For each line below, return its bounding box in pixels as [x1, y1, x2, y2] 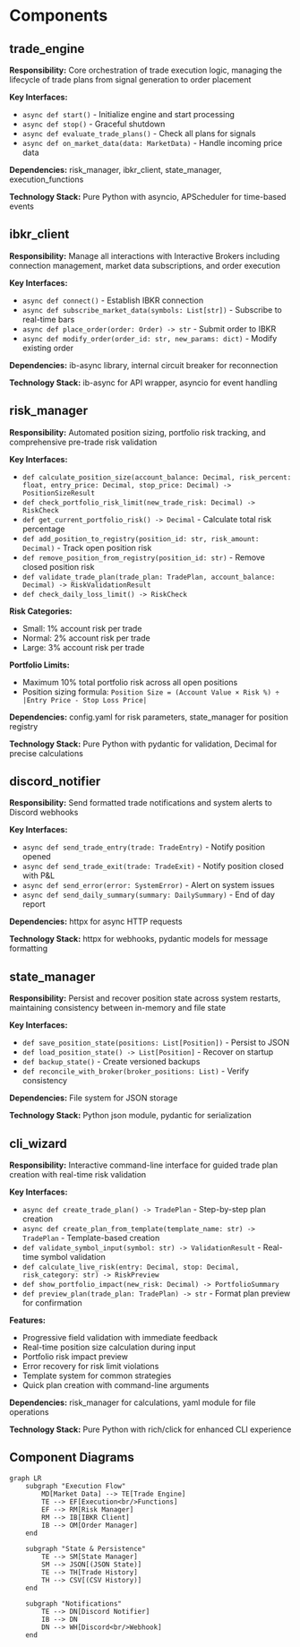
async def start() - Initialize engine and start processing [21, 109, 235, 119]
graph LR [9, 1473, 42, 1483]
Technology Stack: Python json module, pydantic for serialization [9, 1110, 253, 1121]
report [21, 899, 47, 910]
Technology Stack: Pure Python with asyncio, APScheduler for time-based [9, 192, 287, 202]
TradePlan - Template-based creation [21, 1233, 160, 1244]
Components [9, 5, 108, 26]
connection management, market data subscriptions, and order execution [9, 260, 280, 271]
